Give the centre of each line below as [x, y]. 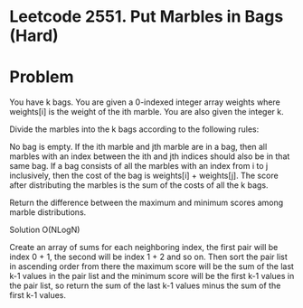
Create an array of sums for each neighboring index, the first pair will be [144, 247]
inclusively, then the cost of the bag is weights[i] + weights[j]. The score [144, 176]
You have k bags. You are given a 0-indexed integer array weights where [145, 102]
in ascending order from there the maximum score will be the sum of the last [151, 266]
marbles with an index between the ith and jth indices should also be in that [150, 156]
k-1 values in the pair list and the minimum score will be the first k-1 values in [152, 276]
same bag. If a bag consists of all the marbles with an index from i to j [139, 166]
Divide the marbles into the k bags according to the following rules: [134, 129]
